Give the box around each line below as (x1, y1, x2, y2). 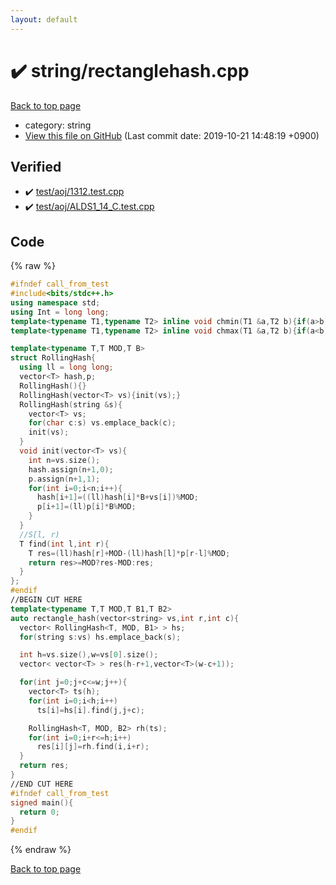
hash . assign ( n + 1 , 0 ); (28, 464, 114, 475)
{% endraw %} (10, 844, 72, 856)
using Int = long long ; (10, 307, 110, 317)
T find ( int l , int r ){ (19, 539, 110, 549)
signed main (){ (10, 797, 74, 808)
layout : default (10, 14, 78, 25)
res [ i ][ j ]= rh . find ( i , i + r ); (36, 742, 150, 752)
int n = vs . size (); (28, 455, 101, 465)
